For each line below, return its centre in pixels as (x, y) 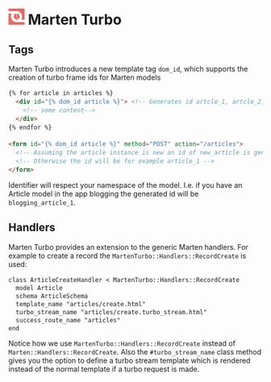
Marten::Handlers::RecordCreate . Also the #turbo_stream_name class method (135, 351)
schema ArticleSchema (52, 296)
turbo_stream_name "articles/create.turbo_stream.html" (111, 312)
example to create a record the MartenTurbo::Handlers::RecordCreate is (127, 255)
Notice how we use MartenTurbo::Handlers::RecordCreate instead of (122, 343)
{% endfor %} (30, 127)
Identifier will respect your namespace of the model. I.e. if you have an (125, 185)
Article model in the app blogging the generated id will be (104, 193)
